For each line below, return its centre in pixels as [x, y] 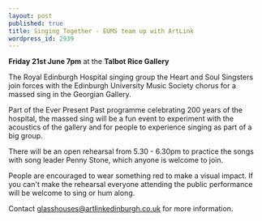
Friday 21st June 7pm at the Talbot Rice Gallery [89, 62]
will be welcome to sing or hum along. [72, 193]
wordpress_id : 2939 [41, 38]
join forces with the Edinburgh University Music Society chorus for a [122, 86]
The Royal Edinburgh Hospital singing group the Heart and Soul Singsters [131, 77]
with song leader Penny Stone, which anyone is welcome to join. [116, 160]
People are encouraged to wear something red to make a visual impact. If [131, 176]
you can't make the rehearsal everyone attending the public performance [131, 185]
